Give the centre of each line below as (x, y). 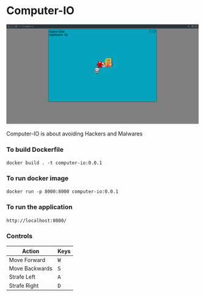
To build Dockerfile (35, 149)
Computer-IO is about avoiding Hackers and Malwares (74, 133)
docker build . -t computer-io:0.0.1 (54, 163)
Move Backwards (31, 268)
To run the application (40, 207)
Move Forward (27, 260)
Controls (20, 236)
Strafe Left (22, 277)
